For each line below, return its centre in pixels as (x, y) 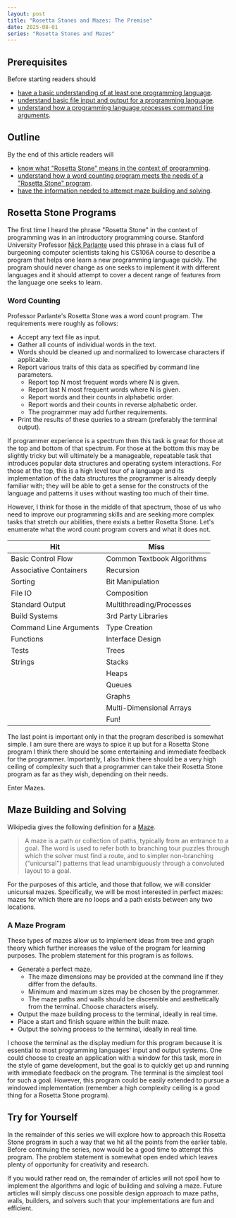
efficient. (20, 1208)
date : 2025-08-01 (33, 27)
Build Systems (35, 616)
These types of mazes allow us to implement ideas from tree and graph (111, 941)
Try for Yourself (43, 1117)
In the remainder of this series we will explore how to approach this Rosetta (117, 1134)
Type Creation (130, 627)
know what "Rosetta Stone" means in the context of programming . (114, 168)
